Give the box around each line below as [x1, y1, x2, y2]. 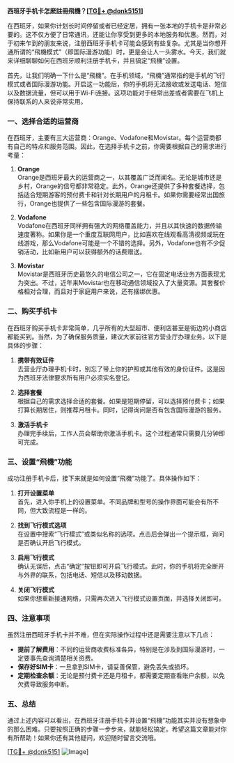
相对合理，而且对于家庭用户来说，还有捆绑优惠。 [23, 287, 164, 295]
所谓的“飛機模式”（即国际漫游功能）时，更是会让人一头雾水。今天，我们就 [13, 48, 226, 56]
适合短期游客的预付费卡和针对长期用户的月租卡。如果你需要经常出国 [23, 191, 219, 199]
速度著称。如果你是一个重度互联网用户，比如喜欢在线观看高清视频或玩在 [17, 230, 225, 239]
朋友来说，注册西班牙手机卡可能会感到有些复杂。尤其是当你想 [43, 39, 221, 47]
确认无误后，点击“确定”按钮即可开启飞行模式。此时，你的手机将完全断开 [17, 562, 225, 570]
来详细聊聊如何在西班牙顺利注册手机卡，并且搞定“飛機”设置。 [7, 56, 184, 65]
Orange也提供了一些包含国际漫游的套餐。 [29, 199, 149, 208]
